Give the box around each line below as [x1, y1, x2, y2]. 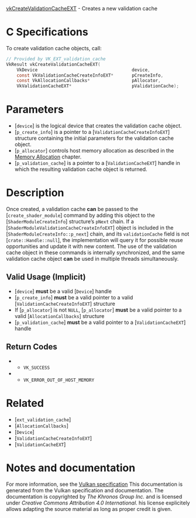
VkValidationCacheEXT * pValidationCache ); [16, 83, 180, 89]
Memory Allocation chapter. [14, 153, 82, 160]
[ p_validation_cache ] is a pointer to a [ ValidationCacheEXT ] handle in [14, 160, 180, 167]
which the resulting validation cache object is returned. [14, 166, 147, 173]
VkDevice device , [16, 67, 150, 72]
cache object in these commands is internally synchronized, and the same [6, 249, 185, 256]
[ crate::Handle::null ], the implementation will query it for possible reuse [6, 237, 183, 244]
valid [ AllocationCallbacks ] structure [14, 312, 105, 319]
